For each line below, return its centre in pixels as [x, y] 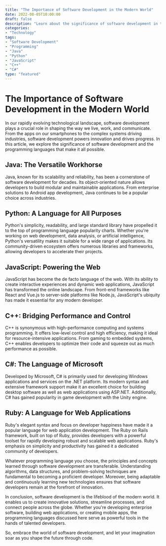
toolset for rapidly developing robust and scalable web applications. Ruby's [82, 440]
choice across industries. [31, 198]
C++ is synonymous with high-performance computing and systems [75, 328]
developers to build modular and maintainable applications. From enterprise [82, 187]
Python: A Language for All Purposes [63, 214]
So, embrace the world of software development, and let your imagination [80, 533]
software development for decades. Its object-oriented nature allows [75, 182]
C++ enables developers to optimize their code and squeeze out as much [80, 344]
